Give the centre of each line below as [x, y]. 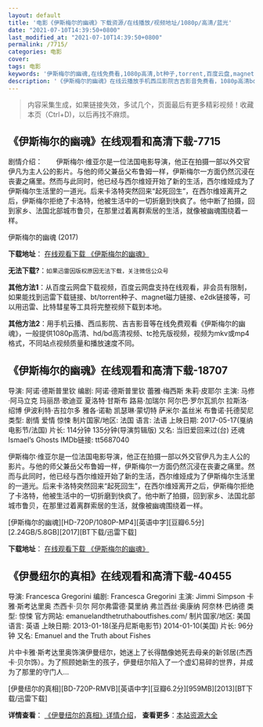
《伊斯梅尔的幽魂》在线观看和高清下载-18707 [118, 370]
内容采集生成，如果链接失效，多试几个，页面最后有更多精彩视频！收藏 [141, 104]
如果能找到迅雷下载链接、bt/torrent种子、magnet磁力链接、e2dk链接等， [126, 297]
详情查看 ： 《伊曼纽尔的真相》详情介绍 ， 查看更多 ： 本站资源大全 [113, 714]
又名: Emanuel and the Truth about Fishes [84, 635]
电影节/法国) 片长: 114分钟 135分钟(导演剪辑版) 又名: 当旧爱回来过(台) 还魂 [126, 430]
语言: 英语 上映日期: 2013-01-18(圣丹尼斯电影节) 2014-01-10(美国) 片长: [122, 626]
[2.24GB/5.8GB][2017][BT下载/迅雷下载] [72, 532]
